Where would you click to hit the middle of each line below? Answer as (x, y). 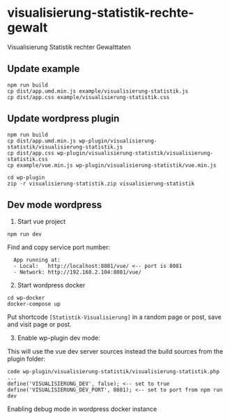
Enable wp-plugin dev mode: (59, 338)
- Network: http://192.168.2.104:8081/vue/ (77, 272)
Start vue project (41, 222)
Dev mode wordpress (55, 205)
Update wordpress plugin (63, 119)
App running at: (37, 260)
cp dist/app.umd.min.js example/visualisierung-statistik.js (98, 91)
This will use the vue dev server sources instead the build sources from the (115, 352)
